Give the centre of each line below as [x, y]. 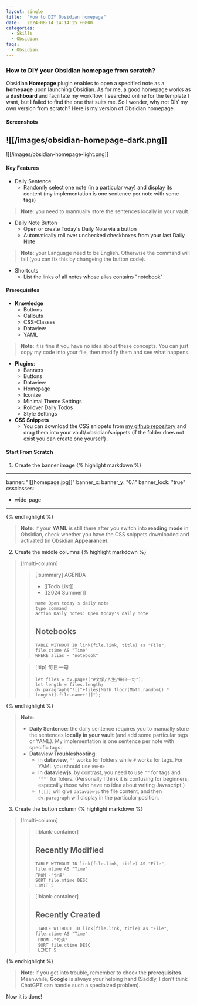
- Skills [22, 34]
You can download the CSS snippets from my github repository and [105, 426]
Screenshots [22, 122]
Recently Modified [69, 850]
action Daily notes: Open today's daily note [91, 614]
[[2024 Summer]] [65, 593]
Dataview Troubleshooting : [63, 754]
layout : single [25, 11]
